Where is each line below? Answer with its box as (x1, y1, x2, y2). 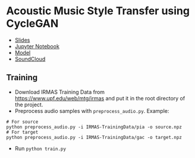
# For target (6, 129, 39, 135)
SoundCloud (14, 55, 46, 62)
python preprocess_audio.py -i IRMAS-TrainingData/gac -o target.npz (6, 134, 183, 140)
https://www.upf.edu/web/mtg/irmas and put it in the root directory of (14, 94, 185, 102)
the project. (14, 101, 43, 108)
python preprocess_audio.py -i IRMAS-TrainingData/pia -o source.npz (6, 124, 183, 130)
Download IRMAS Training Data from (14, 88, 105, 96)
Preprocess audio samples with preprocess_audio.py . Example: (14, 107, 169, 114)
